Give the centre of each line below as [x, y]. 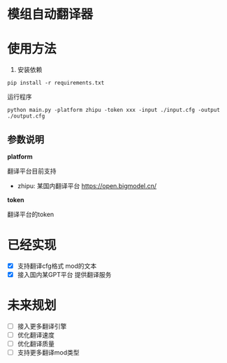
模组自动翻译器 [50, 14]
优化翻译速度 [36, 335]
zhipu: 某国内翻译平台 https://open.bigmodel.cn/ [87, 185]
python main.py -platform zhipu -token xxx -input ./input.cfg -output [113, 110]
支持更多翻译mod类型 [49, 353]
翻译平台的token [31, 214]
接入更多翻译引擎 [42, 326]
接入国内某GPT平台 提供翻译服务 [64, 274]
